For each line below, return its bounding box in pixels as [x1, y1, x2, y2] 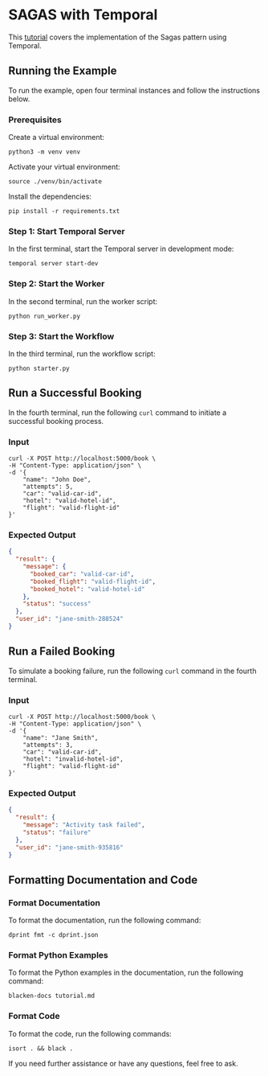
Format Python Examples [8, 950, 108, 961]
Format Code [8, 1011, 60, 1022]
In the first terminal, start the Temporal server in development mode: [8, 244, 234, 254]
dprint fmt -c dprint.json [8, 931, 99, 939]
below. [8, 94, 30, 104]
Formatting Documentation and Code [8, 873, 198, 886]
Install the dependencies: [8, 191, 92, 202]
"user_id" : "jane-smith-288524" [15, 615, 124, 623]
